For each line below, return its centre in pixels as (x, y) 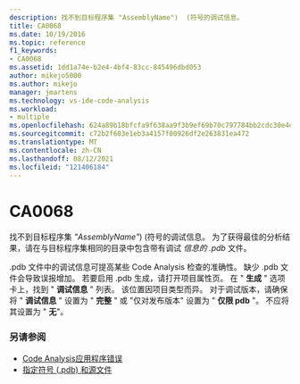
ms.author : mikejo (43, 84)
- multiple (29, 117)
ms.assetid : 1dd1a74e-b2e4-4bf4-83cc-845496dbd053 (105, 68)
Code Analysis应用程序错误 (72, 358)
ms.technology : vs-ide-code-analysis (79, 100)
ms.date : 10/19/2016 (48, 34)
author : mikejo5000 (46, 76)
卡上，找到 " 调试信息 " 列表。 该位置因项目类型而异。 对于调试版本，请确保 (149, 289)
